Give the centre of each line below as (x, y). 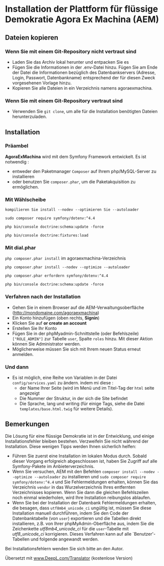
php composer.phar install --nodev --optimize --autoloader (68, 267)
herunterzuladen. (30, 117)
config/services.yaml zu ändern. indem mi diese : (63, 383)
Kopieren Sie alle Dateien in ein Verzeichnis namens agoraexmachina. (82, 88)
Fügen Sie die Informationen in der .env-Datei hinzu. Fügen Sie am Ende (85, 67)
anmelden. (23, 354)
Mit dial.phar (21, 248)
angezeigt (30, 393)
